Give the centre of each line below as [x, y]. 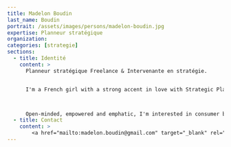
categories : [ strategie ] [43, 45]
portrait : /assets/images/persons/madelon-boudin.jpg [86, 26]
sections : [21, 52]
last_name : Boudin [33, 20]
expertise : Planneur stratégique [55, 33]
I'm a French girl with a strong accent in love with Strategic [119, 89]
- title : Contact [38, 120]
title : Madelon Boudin [40, 13]
